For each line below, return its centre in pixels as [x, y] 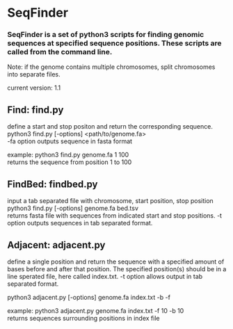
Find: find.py [35, 110]
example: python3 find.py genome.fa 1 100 [68, 155]
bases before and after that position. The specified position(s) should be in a [117, 268]
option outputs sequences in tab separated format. [80, 223]
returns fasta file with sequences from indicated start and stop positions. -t [115, 216]
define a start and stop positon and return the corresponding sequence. [110, 127]
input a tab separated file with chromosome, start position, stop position [110, 201]
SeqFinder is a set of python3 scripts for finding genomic [106, 35]
